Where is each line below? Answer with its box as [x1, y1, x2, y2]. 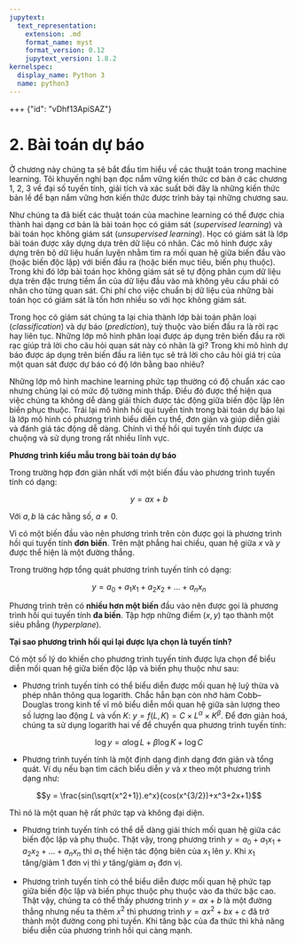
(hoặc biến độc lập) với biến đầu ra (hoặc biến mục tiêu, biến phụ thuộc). [9, 257, 276, 267]
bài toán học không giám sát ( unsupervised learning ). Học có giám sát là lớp [9, 228, 288, 239]
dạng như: [21, 773, 60, 784]
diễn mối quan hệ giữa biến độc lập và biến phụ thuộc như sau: [9, 663, 239, 674]
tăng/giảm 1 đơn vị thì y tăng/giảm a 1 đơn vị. [21, 857, 184, 870]
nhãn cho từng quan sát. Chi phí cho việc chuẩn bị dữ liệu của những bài [9, 285, 274, 296]
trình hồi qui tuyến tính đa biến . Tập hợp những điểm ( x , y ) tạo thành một [9, 610, 274, 621]
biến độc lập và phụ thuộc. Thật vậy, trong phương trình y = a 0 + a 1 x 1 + [21, 834, 282, 846]
